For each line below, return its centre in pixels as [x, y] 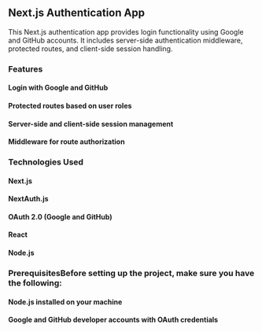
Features [26, 68]
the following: [35, 282]
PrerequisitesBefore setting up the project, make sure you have [131, 273]
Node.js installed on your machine [65, 301]
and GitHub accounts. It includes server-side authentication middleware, [125, 40]
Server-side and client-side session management [91, 124]
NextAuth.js [28, 199]
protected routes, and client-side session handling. [90, 48]
